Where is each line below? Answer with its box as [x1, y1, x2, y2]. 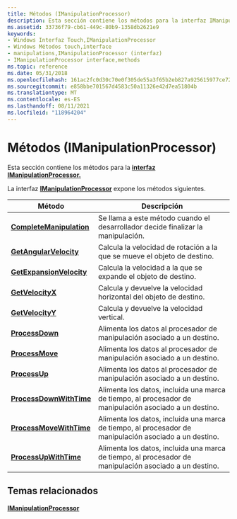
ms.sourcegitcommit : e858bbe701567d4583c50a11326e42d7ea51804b [7, 83, 197, 90]
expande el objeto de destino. [97, 271, 196, 281]
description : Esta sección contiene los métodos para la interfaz [7, 17, 207, 24]
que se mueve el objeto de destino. [97, 251, 214, 261]
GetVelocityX [11, 287, 57, 297]
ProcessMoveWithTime [11, 423, 91, 433]
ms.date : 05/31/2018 [7, 69, 68, 76]
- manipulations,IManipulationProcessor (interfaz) [7, 50, 162, 57]
